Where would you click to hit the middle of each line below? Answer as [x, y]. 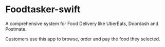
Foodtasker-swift [43, 9]
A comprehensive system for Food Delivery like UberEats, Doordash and [82, 24]
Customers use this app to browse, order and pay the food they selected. [83, 39]
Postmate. [16, 29]
